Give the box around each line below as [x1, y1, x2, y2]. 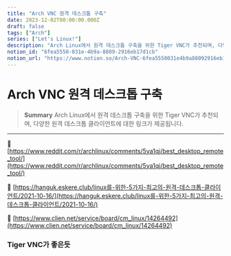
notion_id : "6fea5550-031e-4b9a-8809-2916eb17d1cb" [7, 49, 158, 56]
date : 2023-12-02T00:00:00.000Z [7, 17, 100, 23]
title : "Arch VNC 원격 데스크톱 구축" [7, 10, 107, 17]
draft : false [7, 23, 45, 30]
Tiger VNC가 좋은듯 [7, 239, 71, 249]
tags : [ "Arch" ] [7, 29, 51, 36]
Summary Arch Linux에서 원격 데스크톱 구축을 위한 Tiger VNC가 [23, 111, 201, 119]
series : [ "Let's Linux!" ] [7, 36, 81, 43]
